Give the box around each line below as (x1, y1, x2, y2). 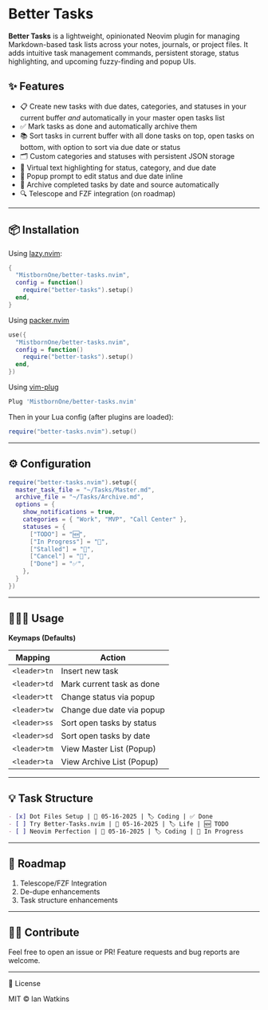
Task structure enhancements (19, 895, 118, 905)
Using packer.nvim (8, 315, 70, 325)
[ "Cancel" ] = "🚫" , (29, 552, 91, 561)
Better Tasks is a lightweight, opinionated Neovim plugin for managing (8, 31, 241, 41)
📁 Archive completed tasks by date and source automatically (19, 180, 219, 189)
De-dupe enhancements (19, 886, 100, 896)
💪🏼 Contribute (8, 926, 80, 940)
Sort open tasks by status (61, 717, 157, 728)
